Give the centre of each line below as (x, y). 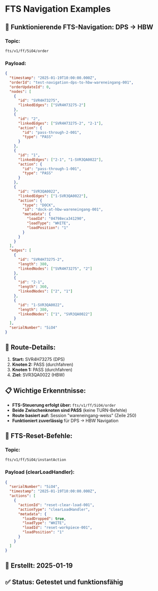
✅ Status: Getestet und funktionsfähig (64, 582)
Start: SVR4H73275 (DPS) (38, 359)
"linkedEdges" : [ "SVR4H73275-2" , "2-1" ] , (61, 123)
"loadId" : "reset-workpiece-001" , (57, 528)
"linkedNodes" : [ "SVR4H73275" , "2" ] (55, 269)
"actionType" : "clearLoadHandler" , (54, 509)
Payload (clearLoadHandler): (40, 472)
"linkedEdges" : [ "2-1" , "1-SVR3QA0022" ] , (61, 160)
